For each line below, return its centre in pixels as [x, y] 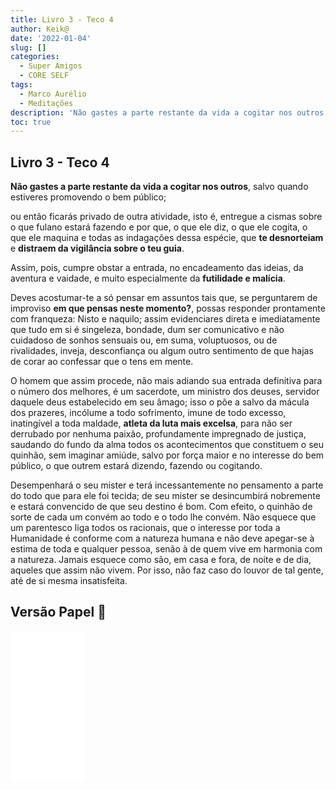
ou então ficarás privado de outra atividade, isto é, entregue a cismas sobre [166, 217]
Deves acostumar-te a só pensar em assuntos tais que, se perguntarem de [164, 298]
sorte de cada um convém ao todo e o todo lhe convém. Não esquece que [163, 517]
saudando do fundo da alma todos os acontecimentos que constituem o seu [167, 445]
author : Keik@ [40, 29]
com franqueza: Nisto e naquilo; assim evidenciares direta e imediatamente [165, 319]
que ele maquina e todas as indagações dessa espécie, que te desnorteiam [167, 238]
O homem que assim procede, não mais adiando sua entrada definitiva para [166, 381]
